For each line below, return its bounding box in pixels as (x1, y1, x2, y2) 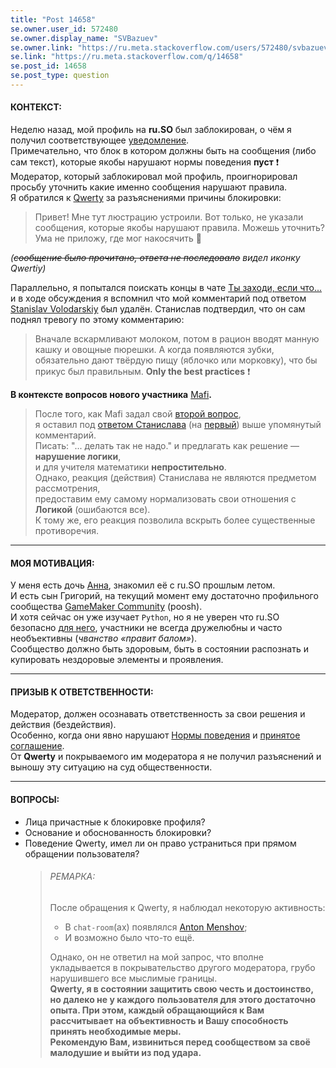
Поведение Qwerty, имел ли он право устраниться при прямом (24, 837, 297, 849)
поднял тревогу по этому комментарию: (10, 314, 185, 326)
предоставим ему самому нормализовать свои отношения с (34, 493, 297, 505)
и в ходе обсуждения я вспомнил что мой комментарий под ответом (10, 292, 307, 305)
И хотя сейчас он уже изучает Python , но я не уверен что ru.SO (10, 611, 280, 623)
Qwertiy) (10, 262, 47, 275)
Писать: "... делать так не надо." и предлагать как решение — (34, 440, 300, 452)
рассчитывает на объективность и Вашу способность (49, 1014, 289, 1026)
